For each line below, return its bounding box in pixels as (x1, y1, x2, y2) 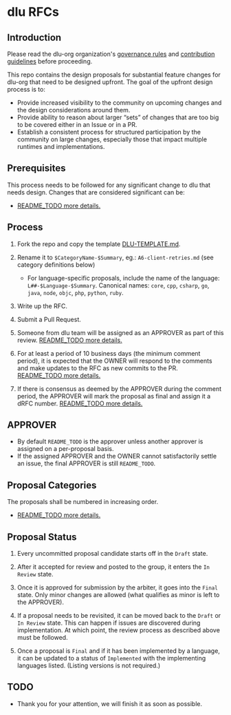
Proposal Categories (7, 479, 97, 491)
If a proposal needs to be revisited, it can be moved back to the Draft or (16, 612, 221, 620)
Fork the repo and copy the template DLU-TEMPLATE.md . (16, 239, 181, 248)
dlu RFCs (7, 4, 60, 20)
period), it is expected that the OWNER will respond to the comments (16, 356, 212, 365)
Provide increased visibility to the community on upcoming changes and (16, 99, 222, 107)
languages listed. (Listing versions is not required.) (16, 661, 161, 669)
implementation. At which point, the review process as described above (16, 626, 220, 634)
